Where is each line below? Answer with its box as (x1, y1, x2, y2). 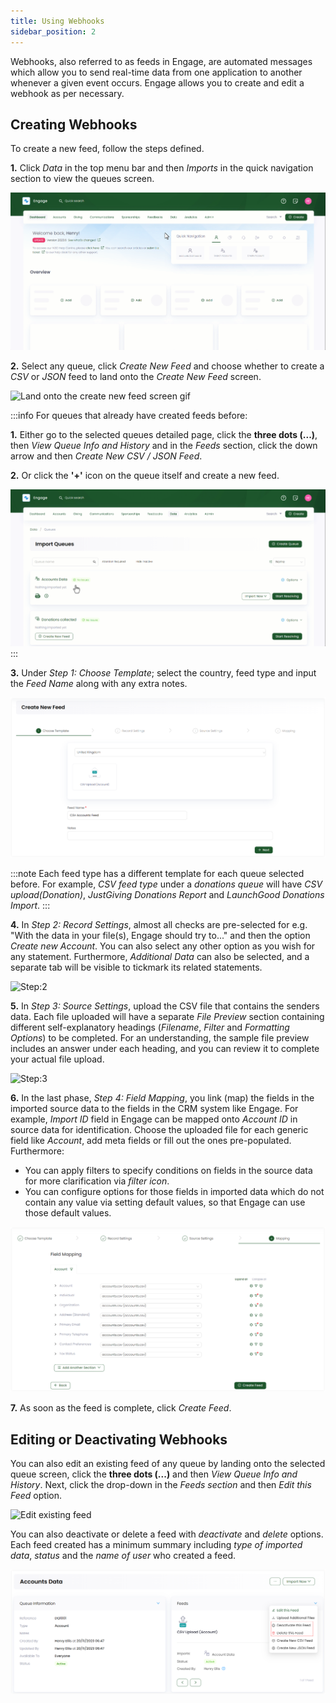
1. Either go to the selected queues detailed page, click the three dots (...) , (10, 428, 318, 440)
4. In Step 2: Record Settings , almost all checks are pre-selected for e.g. (10, 919, 308, 930)
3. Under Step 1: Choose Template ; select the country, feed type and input (10, 666, 317, 679)
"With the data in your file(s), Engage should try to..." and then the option (10, 930, 311, 941)
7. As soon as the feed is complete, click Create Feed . (10, 1402, 232, 1414)
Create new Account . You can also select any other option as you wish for (10, 940, 316, 952)
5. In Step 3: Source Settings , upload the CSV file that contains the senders (10, 1000, 320, 1012)
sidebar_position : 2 (10, 26, 97, 37)
